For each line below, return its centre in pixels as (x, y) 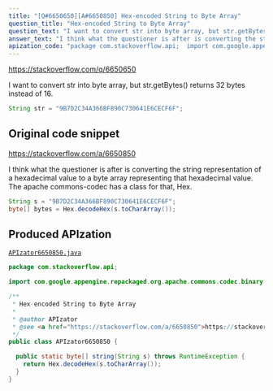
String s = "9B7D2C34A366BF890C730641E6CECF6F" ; (92, 201)
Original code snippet (64, 134)
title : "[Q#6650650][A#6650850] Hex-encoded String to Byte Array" (125, 16)
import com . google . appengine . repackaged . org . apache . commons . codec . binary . (138, 282)
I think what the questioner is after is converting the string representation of (135, 169)
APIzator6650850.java (45, 253)
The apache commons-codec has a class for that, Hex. (100, 186)
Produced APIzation (60, 234)
